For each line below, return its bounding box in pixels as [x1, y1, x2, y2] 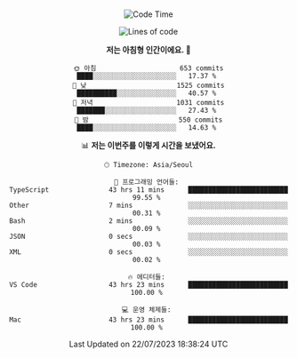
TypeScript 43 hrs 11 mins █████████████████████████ [9, 186, 288, 195]
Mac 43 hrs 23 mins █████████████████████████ [9, 315, 288, 324]
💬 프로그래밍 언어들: [114, 178, 180, 187]
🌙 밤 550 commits [74, 115, 223, 124]
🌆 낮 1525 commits [72, 81, 225, 90]
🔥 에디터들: [127, 273, 165, 282]
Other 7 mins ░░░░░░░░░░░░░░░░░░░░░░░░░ [9, 201, 288, 210]
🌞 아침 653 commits [73, 64, 224, 73]
